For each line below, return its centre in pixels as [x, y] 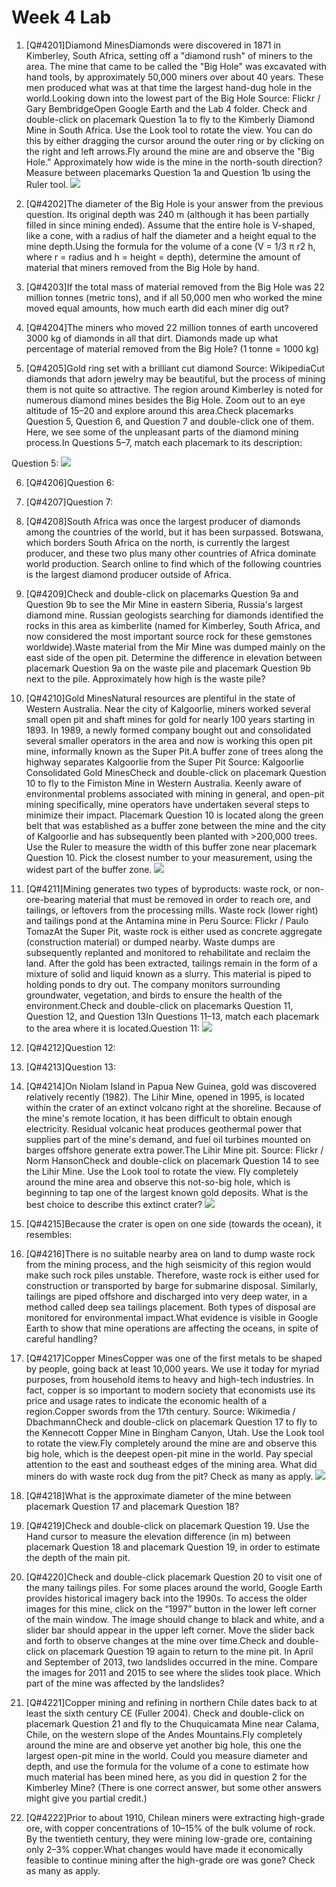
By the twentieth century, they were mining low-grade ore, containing [169, 1838]
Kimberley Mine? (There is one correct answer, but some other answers [173, 1787]
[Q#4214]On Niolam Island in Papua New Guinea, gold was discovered [171, 1086]
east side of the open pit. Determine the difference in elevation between [174, 657]
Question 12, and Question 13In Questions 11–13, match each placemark [172, 1016]
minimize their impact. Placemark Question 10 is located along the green [174, 815]
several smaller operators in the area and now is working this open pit [169, 740]
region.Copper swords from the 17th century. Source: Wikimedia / [160, 1411]
